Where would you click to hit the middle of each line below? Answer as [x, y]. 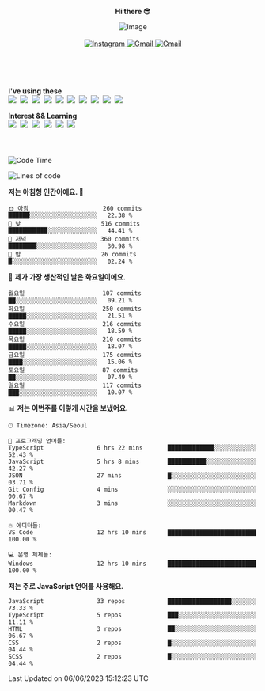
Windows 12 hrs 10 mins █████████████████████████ [132, 564]
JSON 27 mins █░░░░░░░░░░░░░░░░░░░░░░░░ [132, 475]
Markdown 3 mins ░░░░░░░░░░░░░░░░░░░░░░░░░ [132, 503]
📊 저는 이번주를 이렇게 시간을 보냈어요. [68, 408]
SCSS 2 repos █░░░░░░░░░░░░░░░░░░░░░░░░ [132, 656]
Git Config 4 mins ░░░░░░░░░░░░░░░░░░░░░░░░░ [132, 489]
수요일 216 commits [75, 324]
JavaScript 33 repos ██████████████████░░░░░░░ [132, 601]
